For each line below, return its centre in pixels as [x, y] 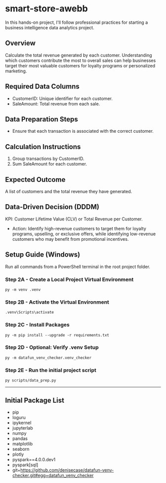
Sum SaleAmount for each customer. [50, 164]
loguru [19, 417]
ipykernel [22, 423]
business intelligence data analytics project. [50, 27]
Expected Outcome [35, 180]
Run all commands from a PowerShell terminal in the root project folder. [78, 267]
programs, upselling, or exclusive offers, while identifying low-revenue [84, 234]
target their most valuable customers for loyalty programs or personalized [80, 65]
